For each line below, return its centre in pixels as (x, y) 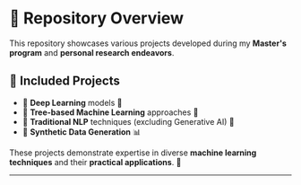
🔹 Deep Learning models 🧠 (72, 102)
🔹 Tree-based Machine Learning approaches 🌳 (110, 112)
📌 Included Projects (65, 81)
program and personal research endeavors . (92, 52)
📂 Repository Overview (97, 18)
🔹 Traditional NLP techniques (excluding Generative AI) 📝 (128, 121)
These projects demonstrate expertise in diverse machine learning (133, 153)
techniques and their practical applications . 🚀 (95, 162)
